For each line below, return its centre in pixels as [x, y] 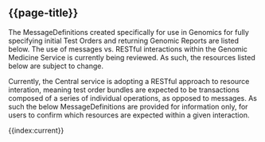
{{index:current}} [36, 130]
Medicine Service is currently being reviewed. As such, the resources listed [132, 57]
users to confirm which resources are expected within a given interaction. [129, 115]
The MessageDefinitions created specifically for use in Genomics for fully [129, 32]
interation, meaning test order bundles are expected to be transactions [124, 90]
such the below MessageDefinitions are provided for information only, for [128, 106]
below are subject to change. [56, 66]
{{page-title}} [43, 13]
